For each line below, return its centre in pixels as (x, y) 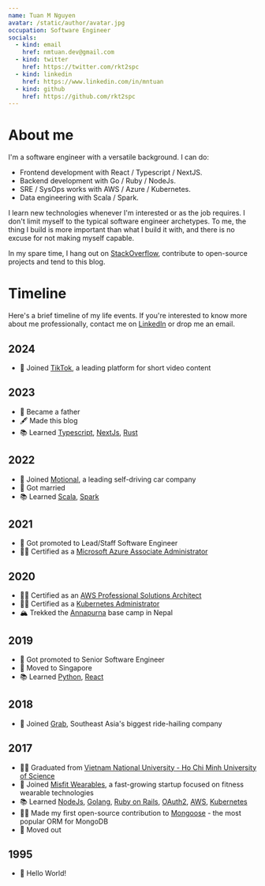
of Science (37, 775)
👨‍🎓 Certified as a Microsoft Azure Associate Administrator (114, 552)
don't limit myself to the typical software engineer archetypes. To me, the (127, 221)
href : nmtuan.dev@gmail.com (68, 52)
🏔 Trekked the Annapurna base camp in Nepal (96, 613)
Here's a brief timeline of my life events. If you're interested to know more (128, 316)
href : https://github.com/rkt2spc (79, 96)
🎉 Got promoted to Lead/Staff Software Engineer (99, 543)
